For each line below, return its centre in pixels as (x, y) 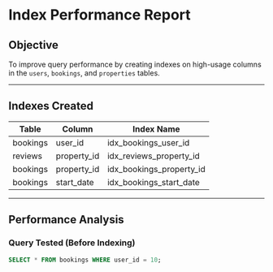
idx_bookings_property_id (156, 169)
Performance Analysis (66, 220)
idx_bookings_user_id (148, 142)
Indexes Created (51, 106)
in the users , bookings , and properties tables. (84, 73)
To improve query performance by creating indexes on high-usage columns (135, 64)
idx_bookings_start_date (154, 182)
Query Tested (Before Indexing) (72, 243)
